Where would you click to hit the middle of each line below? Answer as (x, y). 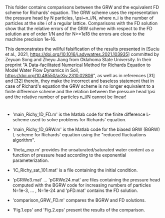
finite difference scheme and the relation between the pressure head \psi (80, 91)
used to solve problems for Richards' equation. (78, 120)
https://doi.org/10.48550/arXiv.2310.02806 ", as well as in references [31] (80, 75)
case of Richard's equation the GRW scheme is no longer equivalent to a (80, 86)
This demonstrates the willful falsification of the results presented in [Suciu (82, 49)
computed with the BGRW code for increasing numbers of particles (81, 185)
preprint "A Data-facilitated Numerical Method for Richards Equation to (78, 65)
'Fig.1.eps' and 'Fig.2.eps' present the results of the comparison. (78, 210)
